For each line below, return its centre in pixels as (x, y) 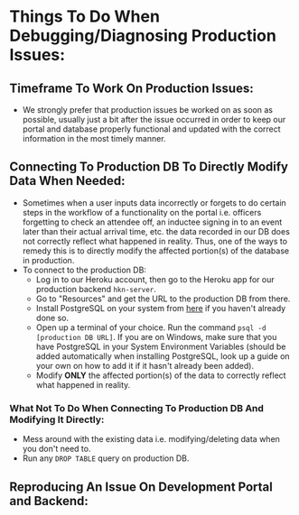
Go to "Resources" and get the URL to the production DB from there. (163, 299)
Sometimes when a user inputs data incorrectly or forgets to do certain (154, 202)
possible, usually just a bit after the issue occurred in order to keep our (154, 120)
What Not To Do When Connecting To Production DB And (137, 408)
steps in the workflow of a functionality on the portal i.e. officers (142, 212)
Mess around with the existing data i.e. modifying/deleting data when (151, 439)
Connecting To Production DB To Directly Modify (149, 167)
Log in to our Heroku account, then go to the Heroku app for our (155, 279)
